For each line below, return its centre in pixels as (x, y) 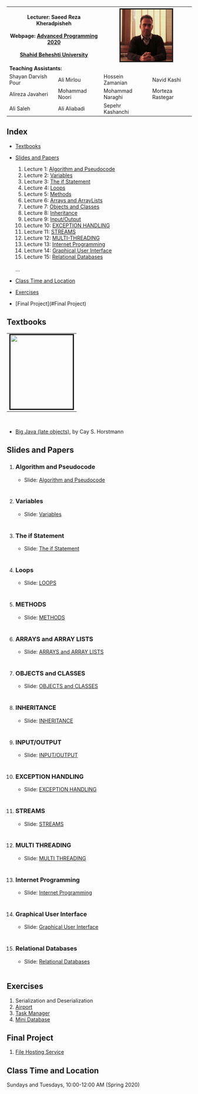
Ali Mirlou (69, 80)
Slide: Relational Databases (57, 961)
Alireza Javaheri (29, 94)
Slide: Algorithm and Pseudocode (64, 480)
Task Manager (33, 1013)
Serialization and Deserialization (54, 1000)
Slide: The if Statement (52, 549)
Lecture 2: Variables (48, 175)
